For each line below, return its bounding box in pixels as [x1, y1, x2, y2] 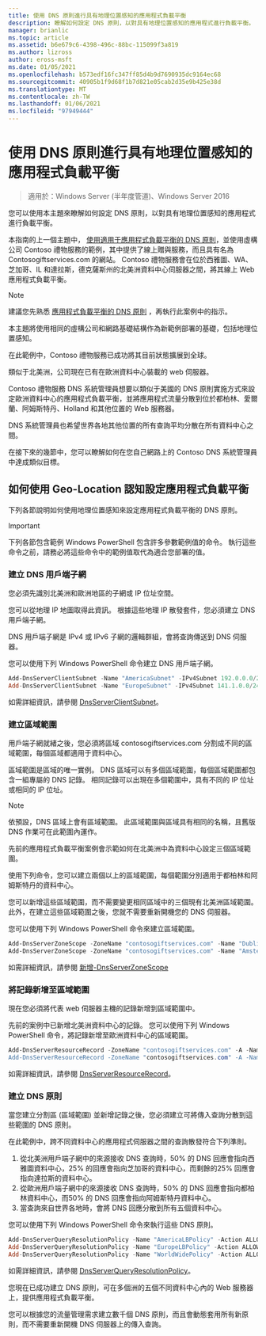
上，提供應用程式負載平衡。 [8, 1292, 99, 1302]
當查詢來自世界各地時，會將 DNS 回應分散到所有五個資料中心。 [19, 1203, 226, 1212]
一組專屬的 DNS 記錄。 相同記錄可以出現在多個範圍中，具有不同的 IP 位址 [14, 775, 255, 785]
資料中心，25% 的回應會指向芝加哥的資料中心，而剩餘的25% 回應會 [33, 1163, 256, 1173]
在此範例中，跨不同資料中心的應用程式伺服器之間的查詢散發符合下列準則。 [8, 1137, 251, 1147]
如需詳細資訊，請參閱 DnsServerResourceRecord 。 [8, 1068, 176, 1078]
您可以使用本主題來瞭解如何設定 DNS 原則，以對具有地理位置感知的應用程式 [8, 207, 256, 218]
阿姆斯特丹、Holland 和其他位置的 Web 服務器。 [21, 403, 179, 413]
